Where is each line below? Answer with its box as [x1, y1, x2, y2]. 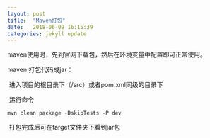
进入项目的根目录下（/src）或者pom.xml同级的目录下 [8, 81, 163, 89]
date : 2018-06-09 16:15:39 [7, 23, 93, 30]
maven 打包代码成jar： [7, 65, 74, 74]
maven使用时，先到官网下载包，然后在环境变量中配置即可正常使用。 [7, 50, 206, 59]
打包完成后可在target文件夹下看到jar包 [8, 123, 121, 132]
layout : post [7, 10, 46, 18]
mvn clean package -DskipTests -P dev [7, 110, 122, 117]
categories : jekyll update [7, 30, 87, 38]
